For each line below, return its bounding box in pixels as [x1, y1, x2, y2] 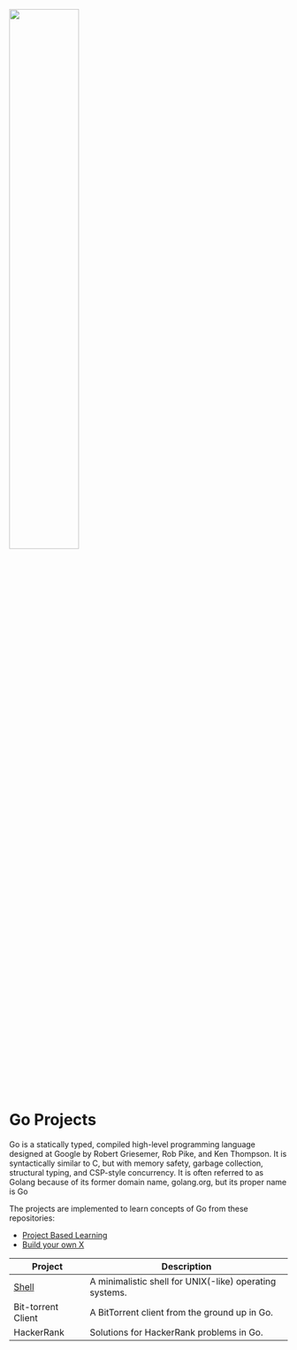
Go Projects [9, 1110, 97, 1130]
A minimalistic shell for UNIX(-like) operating [89, 1275, 277, 1287]
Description [161, 1260, 212, 1272]
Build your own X [21, 1239, 85, 1250]
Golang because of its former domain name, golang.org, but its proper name [9, 1176, 287, 1187]
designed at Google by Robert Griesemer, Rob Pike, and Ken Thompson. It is [9, 1148, 287, 1159]
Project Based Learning [21, 1230, 108, 1240]
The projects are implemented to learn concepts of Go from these [9, 1203, 249, 1214]
